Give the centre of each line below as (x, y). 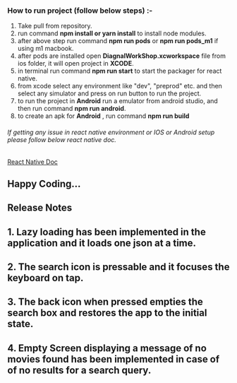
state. (20, 324)
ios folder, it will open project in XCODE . (75, 64)
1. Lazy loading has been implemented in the (107, 232)
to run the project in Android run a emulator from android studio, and (118, 101)
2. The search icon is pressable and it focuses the (119, 267)
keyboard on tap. (45, 278)
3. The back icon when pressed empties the (105, 302)
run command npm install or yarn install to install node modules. (112, 33)
